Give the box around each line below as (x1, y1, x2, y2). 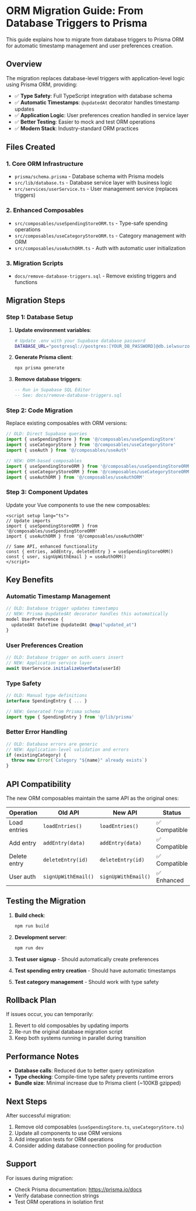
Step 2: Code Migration (6, 406, 73, 415)
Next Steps (6, 1096, 47, 1106)
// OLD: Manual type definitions (6, 692, 87, 698)
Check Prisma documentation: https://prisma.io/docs (14, 1186, 142, 1193)
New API (113, 808, 138, 816)
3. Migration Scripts (6, 259, 64, 267)
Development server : (14, 933, 67, 940)
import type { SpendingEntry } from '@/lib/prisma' (6, 714, 134, 720)
